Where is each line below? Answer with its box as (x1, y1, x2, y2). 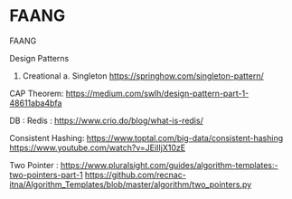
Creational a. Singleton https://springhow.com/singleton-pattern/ (22, 70, 264, 81)
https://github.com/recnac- (84, 169, 187, 180)
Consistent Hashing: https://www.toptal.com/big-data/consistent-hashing (9, 132, 284, 143)
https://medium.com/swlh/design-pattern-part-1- (65, 88, 250, 99)
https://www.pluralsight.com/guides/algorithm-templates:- (60, 159, 278, 170)
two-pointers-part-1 (9, 169, 83, 180)
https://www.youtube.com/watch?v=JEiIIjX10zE (9, 142, 186, 153)
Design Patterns (9, 52, 70, 63)
